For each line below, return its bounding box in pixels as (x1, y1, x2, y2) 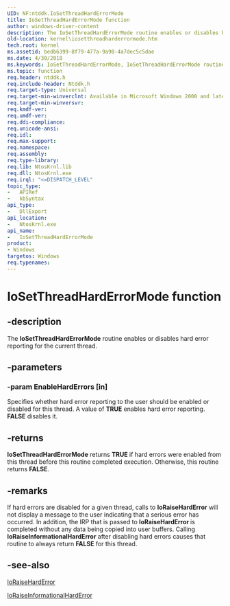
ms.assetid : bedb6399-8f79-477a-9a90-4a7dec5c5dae (7, 49, 155, 56)
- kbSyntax (7, 195, 44, 203)
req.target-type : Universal (7, 87, 88, 93)
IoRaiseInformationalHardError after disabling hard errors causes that (7, 532, 206, 541)
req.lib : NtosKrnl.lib (7, 163, 72, 170)
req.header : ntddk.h (7, 74, 66, 81)
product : (7, 240, 32, 247)
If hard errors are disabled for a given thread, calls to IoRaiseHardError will (7, 503, 218, 512)
